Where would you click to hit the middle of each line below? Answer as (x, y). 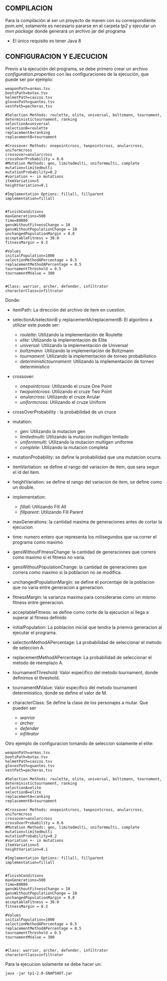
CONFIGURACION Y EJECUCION (56, 57)
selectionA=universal (28, 124)
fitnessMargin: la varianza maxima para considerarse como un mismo (84, 597)
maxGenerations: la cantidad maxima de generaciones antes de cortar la (87, 521)
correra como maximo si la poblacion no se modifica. (67, 572)
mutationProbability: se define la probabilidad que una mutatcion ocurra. (87, 457)
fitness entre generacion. (38, 602)
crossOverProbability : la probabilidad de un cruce (64, 412)
